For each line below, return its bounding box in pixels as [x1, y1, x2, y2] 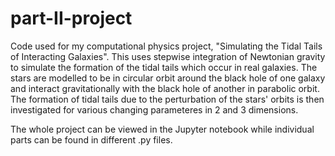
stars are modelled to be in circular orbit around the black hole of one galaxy [10, 72, 326, 84]
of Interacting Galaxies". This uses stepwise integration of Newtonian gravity [10, 50, 326, 62]
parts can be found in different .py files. [10, 133, 173, 146]
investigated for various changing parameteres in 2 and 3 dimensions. [10, 103, 299, 116]
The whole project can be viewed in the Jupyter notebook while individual [10, 123, 315, 135]
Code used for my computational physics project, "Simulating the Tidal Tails [10, 40, 323, 52]
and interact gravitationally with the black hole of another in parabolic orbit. [10, 82, 320, 94]
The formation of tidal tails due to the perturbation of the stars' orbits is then [10, 93, 325, 105]
